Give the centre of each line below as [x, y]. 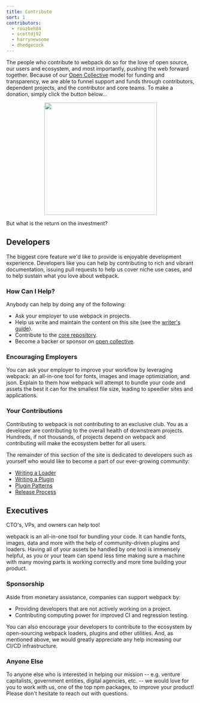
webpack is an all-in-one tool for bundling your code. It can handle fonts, [96, 536]
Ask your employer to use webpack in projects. [73, 316]
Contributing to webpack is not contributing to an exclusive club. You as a [97, 424]
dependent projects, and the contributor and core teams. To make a [90, 88]
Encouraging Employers [42, 357]
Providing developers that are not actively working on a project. [93, 608]
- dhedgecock [28, 46]
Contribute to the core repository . [56, 335]
